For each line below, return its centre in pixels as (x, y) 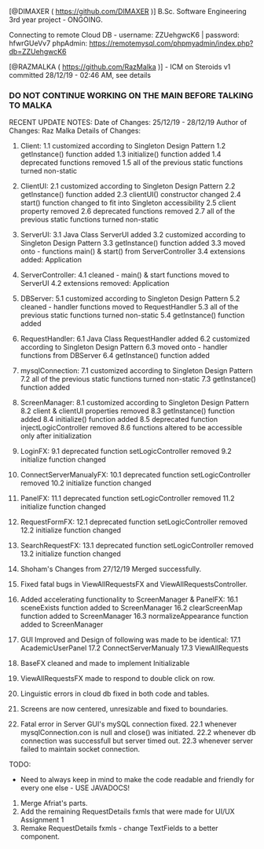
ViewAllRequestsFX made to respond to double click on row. (117, 679)
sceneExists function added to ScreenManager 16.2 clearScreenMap (131, 608)
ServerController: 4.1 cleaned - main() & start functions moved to (125, 275)
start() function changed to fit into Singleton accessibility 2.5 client (128, 203)
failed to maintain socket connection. (80, 749)
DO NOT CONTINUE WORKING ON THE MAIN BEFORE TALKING (131, 95)
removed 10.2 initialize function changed (86, 483)
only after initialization (56, 436)
